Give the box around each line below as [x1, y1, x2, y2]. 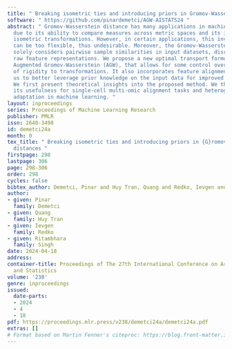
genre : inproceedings [7, 280, 70, 287]
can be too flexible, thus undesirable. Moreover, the [13, 42, 175, 49]
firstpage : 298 [7, 151, 51, 159]
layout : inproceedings [7, 100, 72, 107]
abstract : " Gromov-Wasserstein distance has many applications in [7, 23, 206, 30]
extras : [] [7, 325, 39, 332]
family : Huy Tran [13, 216, 64, 223]
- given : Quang [7, 209, 51, 216]
